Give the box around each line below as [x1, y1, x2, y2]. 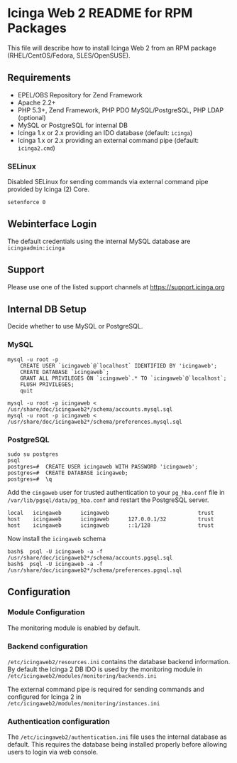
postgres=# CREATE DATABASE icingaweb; [7, 469, 129, 477]
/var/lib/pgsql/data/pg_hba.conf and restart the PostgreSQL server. [7, 496, 209, 504]
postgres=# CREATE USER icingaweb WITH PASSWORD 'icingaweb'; [7, 464, 199, 471]
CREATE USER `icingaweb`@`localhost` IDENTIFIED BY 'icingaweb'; [20, 362, 218, 369]
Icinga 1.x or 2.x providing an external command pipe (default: [17, 136, 199, 144]
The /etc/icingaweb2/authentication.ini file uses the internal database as [7, 732, 227, 741]
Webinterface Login [7, 218, 97, 230]
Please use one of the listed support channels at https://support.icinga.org [7, 282, 225, 291]
